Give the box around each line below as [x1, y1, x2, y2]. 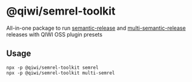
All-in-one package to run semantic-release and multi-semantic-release [6, 24, 186, 32]
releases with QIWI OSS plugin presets [6, 30, 103, 38]
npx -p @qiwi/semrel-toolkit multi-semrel [6, 70, 115, 76]
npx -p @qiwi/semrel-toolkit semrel [6, 64, 99, 70]
